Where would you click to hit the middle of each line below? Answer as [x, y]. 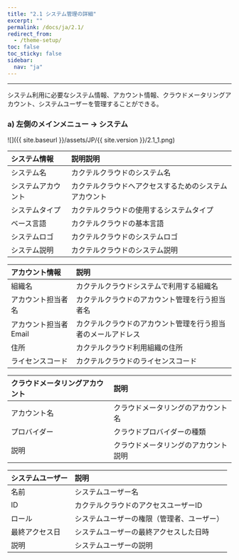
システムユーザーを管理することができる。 [100, 103]
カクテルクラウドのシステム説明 [124, 250]
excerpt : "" [25, 21]
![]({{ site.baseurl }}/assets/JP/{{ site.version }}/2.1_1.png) [91, 140]
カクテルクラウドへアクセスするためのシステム [149, 186]
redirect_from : [30, 34]
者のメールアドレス [108, 334]
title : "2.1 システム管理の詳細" [52, 14]
